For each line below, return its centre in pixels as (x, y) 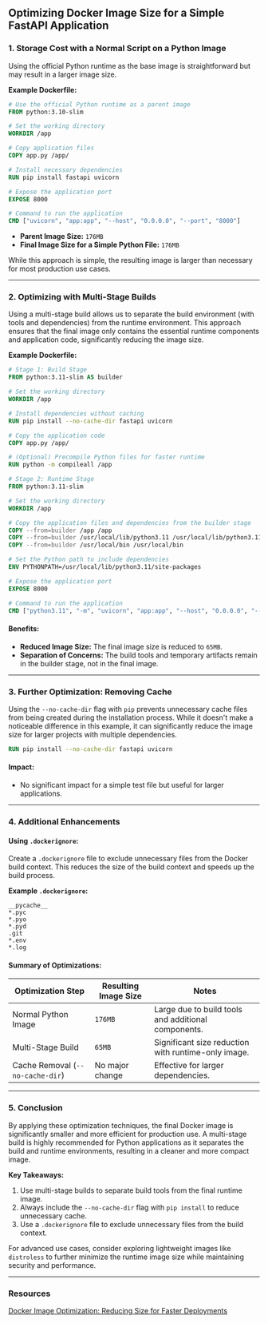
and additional (181, 1019)
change (109, 1075)
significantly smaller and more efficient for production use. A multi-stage (128, 1134)
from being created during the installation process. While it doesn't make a (131, 717)
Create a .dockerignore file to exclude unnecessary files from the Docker (128, 859)
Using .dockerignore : (43, 840)
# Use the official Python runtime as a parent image (100, 104)
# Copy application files (51, 148)
